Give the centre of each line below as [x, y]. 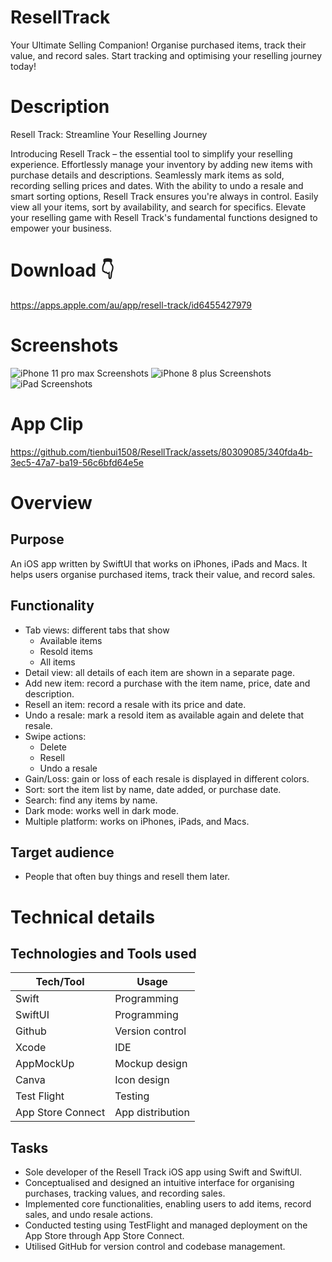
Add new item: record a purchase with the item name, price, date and [167, 683]
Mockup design [151, 1064]
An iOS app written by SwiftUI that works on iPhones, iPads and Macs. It [159, 563]
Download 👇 [62, 270]
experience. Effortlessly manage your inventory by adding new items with [161, 164]
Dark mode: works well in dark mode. [101, 810]
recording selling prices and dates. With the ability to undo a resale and [157, 185]
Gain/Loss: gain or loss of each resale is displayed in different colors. [167, 778]
